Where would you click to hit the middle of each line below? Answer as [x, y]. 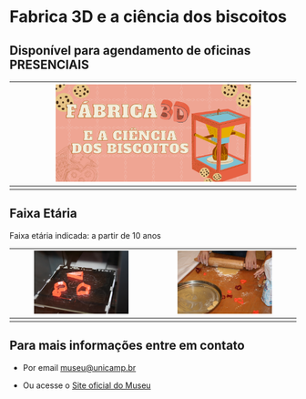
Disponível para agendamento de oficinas [130, 51]
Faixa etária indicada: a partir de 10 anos [85, 235]
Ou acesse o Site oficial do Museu [87, 385]
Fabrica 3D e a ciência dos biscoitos [148, 17]
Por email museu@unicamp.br [79, 367]
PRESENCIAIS [49, 64]
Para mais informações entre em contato [127, 346]
